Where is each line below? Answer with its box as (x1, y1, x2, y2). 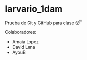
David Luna (12, 44, 35, 50)
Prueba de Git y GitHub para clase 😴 (5, 20, 83, 26)
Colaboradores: (5, 29, 37, 35)
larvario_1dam (5, 3, 63, 15)
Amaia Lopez (12, 38, 39, 45)
